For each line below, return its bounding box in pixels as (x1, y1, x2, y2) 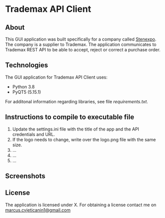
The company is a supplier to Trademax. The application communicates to (5, 42, 157, 47)
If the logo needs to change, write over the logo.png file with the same (12, 136, 156, 142)
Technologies (5, 61, 49, 70)
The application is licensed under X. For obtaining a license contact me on (5, 202, 157, 208)
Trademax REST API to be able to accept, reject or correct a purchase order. (5, 47, 161, 52)
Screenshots (5, 172, 46, 180)
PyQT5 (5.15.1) (12, 89, 41, 95)
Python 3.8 (12, 84, 35, 89)
